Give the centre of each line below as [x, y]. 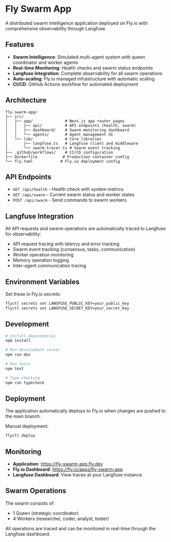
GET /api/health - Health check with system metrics [68, 189]
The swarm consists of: [30, 503]
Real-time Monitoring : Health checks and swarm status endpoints [83, 68]
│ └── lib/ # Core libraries [54, 139]
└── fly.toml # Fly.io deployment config [63, 161]
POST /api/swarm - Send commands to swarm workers [70, 200]
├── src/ [15, 116]
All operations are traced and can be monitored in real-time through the [81, 528]
